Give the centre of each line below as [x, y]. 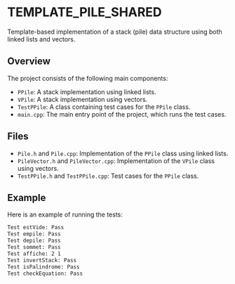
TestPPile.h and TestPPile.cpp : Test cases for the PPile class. [108, 176]
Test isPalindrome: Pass [43, 267]
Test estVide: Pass [36, 228]
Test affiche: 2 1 [34, 254]
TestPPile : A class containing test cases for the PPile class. [104, 107]
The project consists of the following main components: [88, 78]
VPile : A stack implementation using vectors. [82, 99]
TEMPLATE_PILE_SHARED [85, 12]
